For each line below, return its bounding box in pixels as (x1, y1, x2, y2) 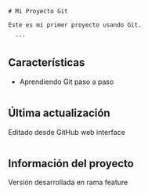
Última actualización (8, 107, 111, 120)
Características (8, 56, 85, 70)
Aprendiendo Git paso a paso (19, 77, 114, 86)
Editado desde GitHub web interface (8, 127, 125, 137)
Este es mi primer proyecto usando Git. (8, 21, 143, 29)
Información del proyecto (8, 157, 135, 170)
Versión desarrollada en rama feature (8, 177, 128, 188)
